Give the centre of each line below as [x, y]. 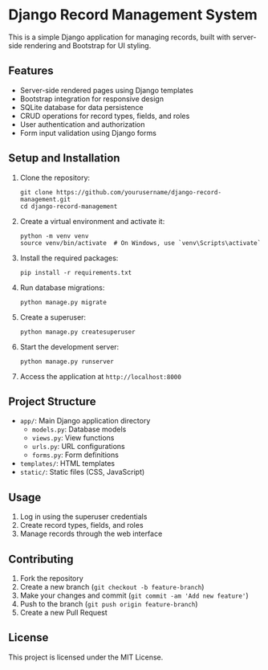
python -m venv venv [54, 236]
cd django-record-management [69, 206]
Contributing [41, 559]
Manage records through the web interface [91, 534]
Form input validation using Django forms [88, 133]
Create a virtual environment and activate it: [92, 221]
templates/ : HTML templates [67, 464]
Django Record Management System [133, 15]
